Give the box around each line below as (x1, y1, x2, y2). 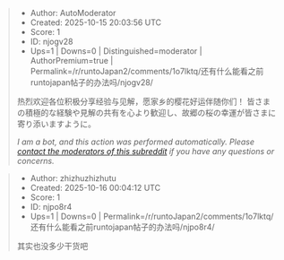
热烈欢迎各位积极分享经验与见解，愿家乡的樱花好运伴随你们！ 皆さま (16, 96, 271, 107)
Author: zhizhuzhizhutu (30, 173, 117, 183)
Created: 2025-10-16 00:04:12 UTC (30, 183, 161, 193)
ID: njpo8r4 (30, 202, 73, 212)
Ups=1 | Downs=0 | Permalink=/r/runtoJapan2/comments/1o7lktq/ (30, 211, 274, 221)
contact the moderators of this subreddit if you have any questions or (16, 146, 275, 156)
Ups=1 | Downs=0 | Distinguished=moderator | (30, 46, 202, 56)
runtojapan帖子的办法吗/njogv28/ (30, 77, 154, 88)
